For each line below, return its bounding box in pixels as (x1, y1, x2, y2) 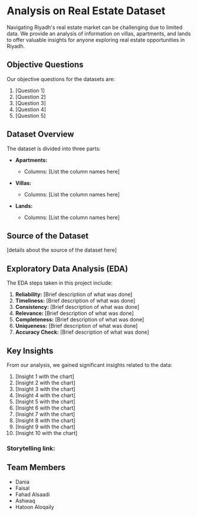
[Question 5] (15, 112, 46, 119)
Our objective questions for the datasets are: (6, 75, 116, 82)
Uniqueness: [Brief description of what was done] (15, 322, 138, 330)
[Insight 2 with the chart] (15, 379, 75, 386)
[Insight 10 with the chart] (15, 430, 78, 436)
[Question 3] (15, 99, 46, 107)
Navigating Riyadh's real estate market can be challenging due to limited (6, 24, 183, 31)
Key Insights (6, 346, 54, 356)
